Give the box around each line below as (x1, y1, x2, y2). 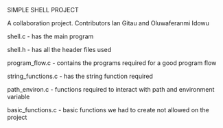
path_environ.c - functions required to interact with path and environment (7, 86, 215, 93)
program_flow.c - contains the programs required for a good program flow (7, 59, 217, 67)
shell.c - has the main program (7, 32, 94, 40)
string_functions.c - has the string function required (7, 72, 153, 80)
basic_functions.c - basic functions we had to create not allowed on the (7, 106, 209, 114)
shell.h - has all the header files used (7, 46, 112, 53)
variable (7, 92, 30, 101)
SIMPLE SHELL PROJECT (7, 6, 79, 14)
